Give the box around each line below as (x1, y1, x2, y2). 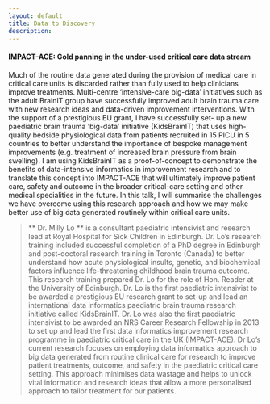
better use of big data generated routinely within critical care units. (8, 207, 230, 217)
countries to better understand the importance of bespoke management (8, 138, 247, 148)
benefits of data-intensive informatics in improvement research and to (8, 164, 241, 174)
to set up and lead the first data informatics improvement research (27, 326, 248, 335)
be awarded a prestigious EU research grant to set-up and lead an (27, 292, 248, 301)
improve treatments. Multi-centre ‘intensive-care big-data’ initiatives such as (8, 86, 263, 97)
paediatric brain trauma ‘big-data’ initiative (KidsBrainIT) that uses (8, 121, 227, 131)
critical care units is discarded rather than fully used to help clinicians (8, 78, 239, 88)
